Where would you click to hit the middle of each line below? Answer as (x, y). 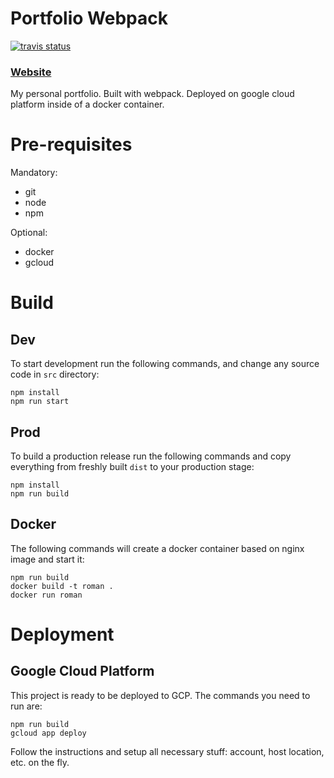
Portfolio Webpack (89, 18)
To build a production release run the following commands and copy (151, 456)
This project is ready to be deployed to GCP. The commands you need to (160, 695)
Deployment (62, 634)
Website (31, 72)
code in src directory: (55, 374)
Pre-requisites (71, 144)
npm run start (40, 402)
